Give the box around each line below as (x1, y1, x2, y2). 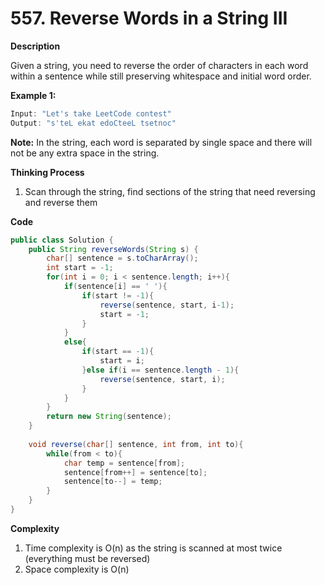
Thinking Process (10, 166, 85, 178)
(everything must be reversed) (24, 552, 151, 564)
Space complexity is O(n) (24, 563, 130, 575)
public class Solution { (10, 235, 114, 245)
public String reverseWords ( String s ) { (28, 244, 199, 254)
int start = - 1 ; (46, 263, 114, 273)
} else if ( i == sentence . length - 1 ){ (81, 365, 240, 375)
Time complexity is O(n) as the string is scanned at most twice (24, 542, 283, 554)
